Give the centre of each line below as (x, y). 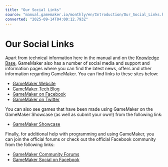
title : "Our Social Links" (33, 10)
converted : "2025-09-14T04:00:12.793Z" (47, 19)
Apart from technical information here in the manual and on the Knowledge (82, 58)
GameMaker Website (34, 84)
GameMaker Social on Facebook (46, 160)
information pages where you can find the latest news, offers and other (78, 69)
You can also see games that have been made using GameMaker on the (79, 109)
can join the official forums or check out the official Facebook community (80, 139)
